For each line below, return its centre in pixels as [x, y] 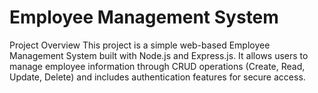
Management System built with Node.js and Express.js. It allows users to [159, 55]
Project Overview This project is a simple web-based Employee [140, 45]
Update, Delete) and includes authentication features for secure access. [157, 77]
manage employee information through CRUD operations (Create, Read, [157, 66]
